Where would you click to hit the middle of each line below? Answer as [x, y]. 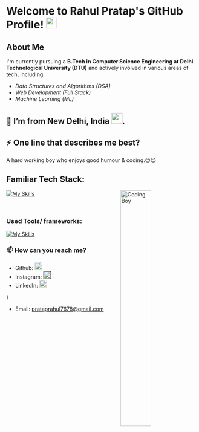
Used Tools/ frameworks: [44, 221]
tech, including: [26, 74]
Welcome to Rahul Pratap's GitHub [95, 11]
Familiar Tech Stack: [45, 179]
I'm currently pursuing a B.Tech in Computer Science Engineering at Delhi [100, 61]
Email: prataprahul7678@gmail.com [59, 309]
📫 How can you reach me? [46, 250]
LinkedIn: [26, 285]
